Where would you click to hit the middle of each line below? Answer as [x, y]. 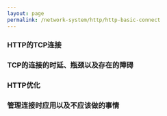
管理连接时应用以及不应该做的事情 [63, 106]
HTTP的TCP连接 [34, 45]
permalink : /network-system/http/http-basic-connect [84, 20]
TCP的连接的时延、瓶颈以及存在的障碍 [70, 65]
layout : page [26, 13]
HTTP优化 [24, 85]
